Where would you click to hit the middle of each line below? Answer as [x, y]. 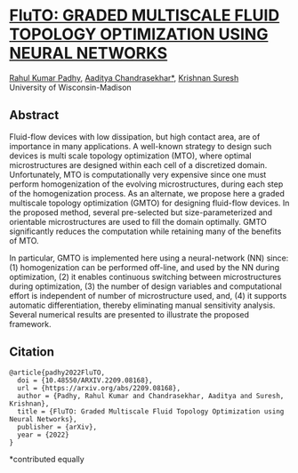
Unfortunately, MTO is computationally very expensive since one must [138, 174]
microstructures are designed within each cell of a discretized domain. [138, 164]
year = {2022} [43, 435]
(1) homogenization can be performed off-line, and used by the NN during [145, 267]
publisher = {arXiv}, [57, 427]
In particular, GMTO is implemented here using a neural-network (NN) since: [149, 258]
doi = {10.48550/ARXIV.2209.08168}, [85, 380]
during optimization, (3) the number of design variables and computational [145, 286]
